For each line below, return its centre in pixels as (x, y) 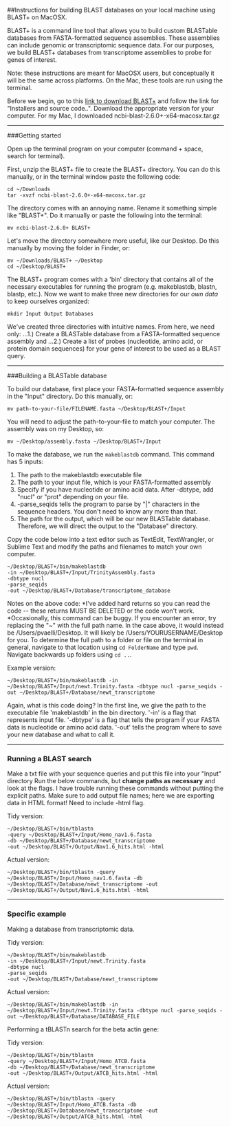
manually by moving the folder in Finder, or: (69, 248)
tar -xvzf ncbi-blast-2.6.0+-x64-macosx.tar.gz (77, 195)
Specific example (37, 914)
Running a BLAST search (49, 758)
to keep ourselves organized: (48, 301)
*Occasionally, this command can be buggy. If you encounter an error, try (112, 618)
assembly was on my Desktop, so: (56, 429)
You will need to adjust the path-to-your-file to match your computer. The (111, 422)
